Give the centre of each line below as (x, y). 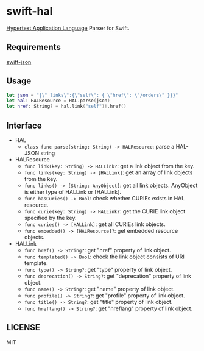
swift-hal (30, 11)
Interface (24, 125)
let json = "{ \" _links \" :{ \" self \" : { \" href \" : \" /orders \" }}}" (92, 95)
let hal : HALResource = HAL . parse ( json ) (58, 101)
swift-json (19, 62)
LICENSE (23, 328)
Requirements (33, 47)
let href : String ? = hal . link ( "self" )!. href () (66, 107)
